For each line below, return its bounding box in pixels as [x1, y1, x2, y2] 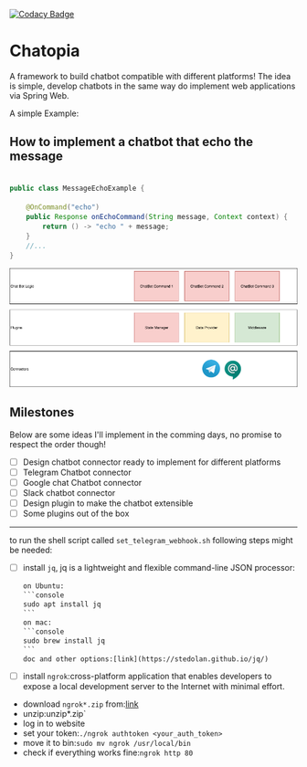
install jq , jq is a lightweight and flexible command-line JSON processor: [22, 562, 295, 573]
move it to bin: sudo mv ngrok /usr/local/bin [22, 738, 192, 749]
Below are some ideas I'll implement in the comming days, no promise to [9, 429, 282, 440]
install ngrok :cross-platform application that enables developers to [22, 671, 272, 681]
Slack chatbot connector [22, 487, 116, 498]
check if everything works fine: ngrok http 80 [22, 747, 194, 758]
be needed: [9, 544, 53, 555]
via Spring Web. [9, 89, 70, 100]
